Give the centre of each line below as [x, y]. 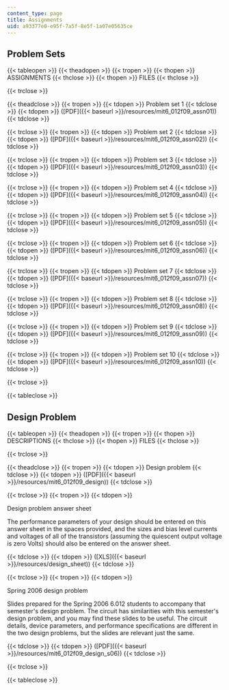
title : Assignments [35, 20]
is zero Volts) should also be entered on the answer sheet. [89, 544]
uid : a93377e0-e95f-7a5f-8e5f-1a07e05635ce [70, 26]
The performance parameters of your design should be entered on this [107, 522]
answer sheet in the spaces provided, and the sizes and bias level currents [112, 529]
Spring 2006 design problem [48, 590]
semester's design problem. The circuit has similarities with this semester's [113, 611]
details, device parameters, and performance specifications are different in [112, 626]
